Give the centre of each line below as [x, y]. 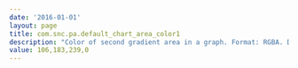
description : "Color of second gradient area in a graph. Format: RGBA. [146, 42]
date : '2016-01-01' [45, 17]
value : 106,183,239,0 [49, 50]
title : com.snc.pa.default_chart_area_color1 [94, 34]
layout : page [33, 26]
